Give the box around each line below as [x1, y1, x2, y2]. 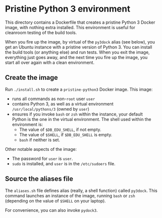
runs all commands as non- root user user [12, 96, 95, 102]
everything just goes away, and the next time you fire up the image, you [5, 54, 148, 60]
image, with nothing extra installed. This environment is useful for [5, 24, 135, 30]
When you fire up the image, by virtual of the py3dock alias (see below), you [5, 39, 155, 44]
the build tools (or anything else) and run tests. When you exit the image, [5, 49, 150, 55]
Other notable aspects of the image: [5, 146, 77, 152]
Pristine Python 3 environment [5, 3, 131, 15]
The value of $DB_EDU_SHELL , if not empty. [19, 127, 102, 132]
